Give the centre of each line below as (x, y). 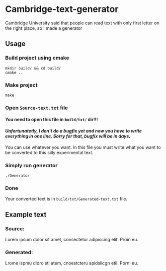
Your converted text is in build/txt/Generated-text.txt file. (66, 199)
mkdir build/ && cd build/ (33, 68)
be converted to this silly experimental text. (49, 152)
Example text (26, 214)
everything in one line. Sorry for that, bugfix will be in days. (68, 136)
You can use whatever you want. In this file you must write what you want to (83, 147)
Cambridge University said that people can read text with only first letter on (82, 23)
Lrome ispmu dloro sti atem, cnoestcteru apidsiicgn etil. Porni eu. (72, 263)
